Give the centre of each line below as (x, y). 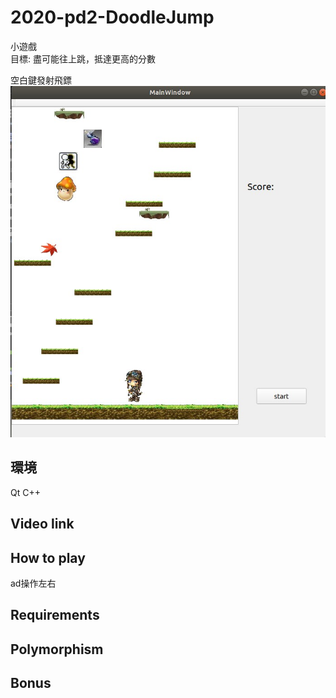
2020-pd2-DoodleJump (112, 17)
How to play (48, 557)
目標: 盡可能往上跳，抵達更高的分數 (83, 58)
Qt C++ (25, 492)
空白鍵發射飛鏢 (41, 80)
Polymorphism (57, 649)
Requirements (55, 615)
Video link (42, 524)
